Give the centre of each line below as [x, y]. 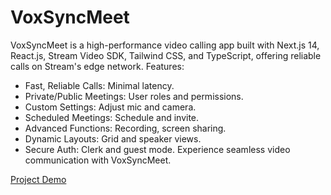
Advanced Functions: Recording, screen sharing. [125, 128]
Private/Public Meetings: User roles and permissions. [134, 96]
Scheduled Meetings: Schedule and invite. [112, 117]
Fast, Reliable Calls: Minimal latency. [99, 85]
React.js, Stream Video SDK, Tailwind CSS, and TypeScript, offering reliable [166, 55]
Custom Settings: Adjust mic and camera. [110, 107]
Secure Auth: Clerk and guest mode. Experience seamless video [157, 149]
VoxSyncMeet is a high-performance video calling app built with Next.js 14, [165, 45]
